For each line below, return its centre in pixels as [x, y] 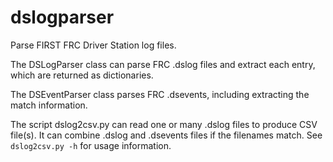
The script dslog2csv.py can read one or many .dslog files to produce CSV [164, 124]
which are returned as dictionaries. [82, 75]
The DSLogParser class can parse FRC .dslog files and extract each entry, [163, 64]
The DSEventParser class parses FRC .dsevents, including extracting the [160, 94]
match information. [49, 105]
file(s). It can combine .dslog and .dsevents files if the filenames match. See [166, 135]
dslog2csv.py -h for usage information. [91, 145]
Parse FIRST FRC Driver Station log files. [93, 45]
